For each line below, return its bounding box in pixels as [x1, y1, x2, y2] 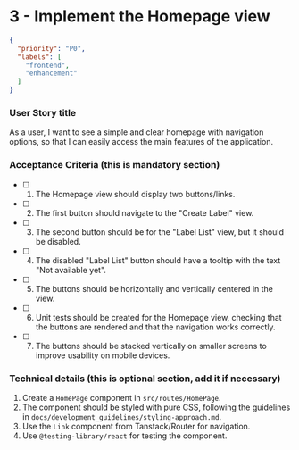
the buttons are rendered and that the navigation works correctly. [35, 321, 276, 332]
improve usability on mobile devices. [35, 350, 170, 361]
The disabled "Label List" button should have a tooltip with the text [35, 254, 281, 265]
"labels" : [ [17, 52, 62, 62]
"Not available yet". [35, 264, 107, 275]
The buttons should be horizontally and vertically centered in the [35, 283, 274, 294]
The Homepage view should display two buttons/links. [35, 188, 236, 199]
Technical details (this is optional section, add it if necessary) [9, 372, 281, 385]
